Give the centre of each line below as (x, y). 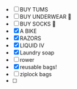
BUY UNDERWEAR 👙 (45, 17)
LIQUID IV (32, 45)
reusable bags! (38, 67)
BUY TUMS (34, 9)
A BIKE (28, 31)
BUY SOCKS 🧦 (38, 24)
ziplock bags (36, 74)
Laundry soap (37, 53)
